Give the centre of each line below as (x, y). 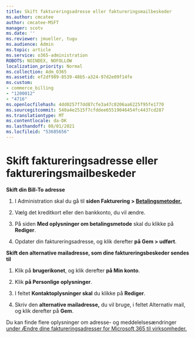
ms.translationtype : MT (35, 115)
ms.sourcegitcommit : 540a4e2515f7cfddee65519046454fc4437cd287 (85, 110)
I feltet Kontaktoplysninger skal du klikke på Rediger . (80, 293)
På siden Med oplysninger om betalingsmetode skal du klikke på (94, 223)
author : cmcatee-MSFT (33, 22)
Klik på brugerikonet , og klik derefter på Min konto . (77, 270)
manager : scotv (25, 28)
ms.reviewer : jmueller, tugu (42, 39)
